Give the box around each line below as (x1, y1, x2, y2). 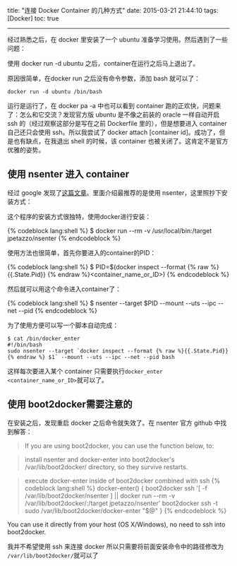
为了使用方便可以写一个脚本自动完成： (7, 321, 119, 329)
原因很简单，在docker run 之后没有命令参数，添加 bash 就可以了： (7, 74, 201, 83)
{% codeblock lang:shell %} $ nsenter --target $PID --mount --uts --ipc (7, 299, 217, 307)
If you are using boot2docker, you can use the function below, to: (24, 441, 214, 450)
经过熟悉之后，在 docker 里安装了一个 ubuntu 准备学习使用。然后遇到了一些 (7, 35, 228, 44)
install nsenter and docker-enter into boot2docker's (24, 455, 175, 464)
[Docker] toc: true (7, 14, 59, 23)
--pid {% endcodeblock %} (18, 306, 97, 314)
